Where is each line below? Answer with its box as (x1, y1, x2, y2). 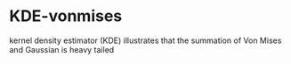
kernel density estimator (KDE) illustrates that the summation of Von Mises (9, 35, 282, 46)
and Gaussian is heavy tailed (9, 44, 115, 54)
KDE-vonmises (9, 6, 123, 26)
